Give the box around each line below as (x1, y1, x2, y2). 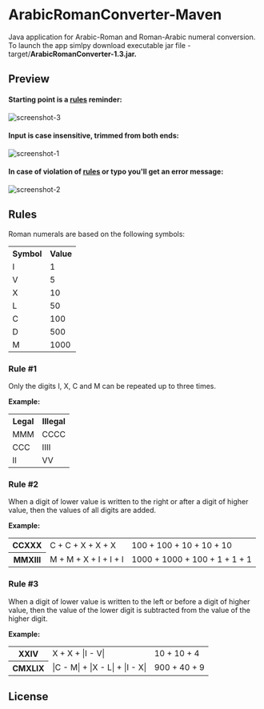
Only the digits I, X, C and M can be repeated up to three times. (8, 382, 217, 391)
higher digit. (8, 614, 48, 623)
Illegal (42, 416, 66, 427)
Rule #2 (8, 479, 38, 490)
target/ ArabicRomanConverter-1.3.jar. (8, 49, 138, 58)
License (8, 690, 49, 703)
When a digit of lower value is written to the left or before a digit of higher (8, 596, 250, 606)
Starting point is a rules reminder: (8, 94, 122, 104)
